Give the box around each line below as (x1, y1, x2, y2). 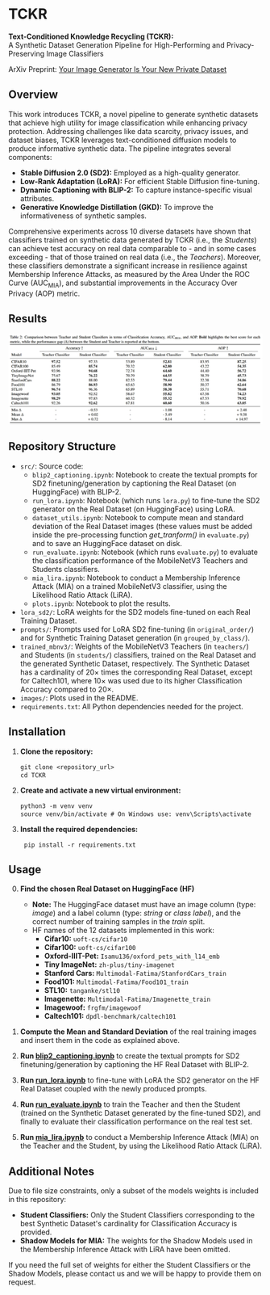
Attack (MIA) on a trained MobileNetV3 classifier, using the (31, 581, 227, 591)
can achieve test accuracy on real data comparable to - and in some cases (8, 243, 256, 253)
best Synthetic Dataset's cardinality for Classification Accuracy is (19, 1219, 238, 1229)
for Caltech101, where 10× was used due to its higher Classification (19, 675, 243, 685)
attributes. (19, 193, 55, 203)
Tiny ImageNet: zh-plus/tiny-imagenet (44, 960, 175, 969)
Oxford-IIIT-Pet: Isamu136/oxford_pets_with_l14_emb (44, 951, 220, 961)
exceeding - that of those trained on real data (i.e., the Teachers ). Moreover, (8, 252, 262, 262)
